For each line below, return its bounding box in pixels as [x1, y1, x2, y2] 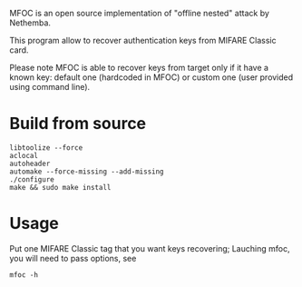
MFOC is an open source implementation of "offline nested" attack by [9, 8, 270, 18]
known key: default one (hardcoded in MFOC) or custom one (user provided [9, 72, 294, 83]
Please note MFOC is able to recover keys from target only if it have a [9, 63, 269, 73]
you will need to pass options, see [9, 252, 137, 263]
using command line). [9, 82, 91, 92]
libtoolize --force [9, 143, 83, 153]
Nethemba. [9, 17, 52, 28]
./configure [9, 174, 54, 184]
